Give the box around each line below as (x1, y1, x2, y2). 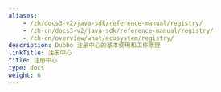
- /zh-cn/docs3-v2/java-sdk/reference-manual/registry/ (23, 26, 215, 34)
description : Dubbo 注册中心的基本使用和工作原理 (8, 42, 161, 50)
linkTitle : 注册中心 (8, 49, 72, 57)
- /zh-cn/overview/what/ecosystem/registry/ (23, 34, 174, 42)
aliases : (8, 11, 38, 20)
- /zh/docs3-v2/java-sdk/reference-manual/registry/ (23, 19, 203, 27)
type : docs (8, 64, 45, 72)
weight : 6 (8, 71, 42, 79)
